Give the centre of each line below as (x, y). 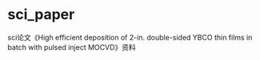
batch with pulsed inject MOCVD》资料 (72, 47)
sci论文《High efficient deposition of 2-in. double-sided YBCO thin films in (130, 37)
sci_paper (41, 15)
